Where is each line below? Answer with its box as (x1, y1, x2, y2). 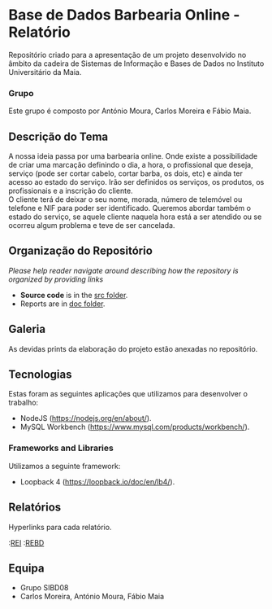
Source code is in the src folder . (19, 290, 128, 300)
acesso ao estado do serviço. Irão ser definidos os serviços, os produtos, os (8, 177, 265, 187)
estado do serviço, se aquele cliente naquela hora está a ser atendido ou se (8, 212, 262, 221)
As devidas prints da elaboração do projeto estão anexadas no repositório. (8, 344, 258, 353)
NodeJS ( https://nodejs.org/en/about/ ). (19, 414, 152, 423)
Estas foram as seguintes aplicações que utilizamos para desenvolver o (8, 389, 248, 399)
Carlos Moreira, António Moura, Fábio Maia (19, 592, 165, 602)
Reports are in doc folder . (19, 299, 106, 309)
